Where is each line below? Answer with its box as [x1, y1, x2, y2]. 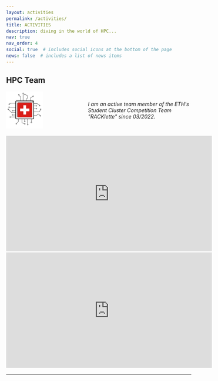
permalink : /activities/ [6, 15, 67, 22]
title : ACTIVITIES [6, 22, 51, 28]
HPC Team [6, 75, 46, 85]
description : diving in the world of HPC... [6, 28, 117, 34]
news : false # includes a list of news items [6, 53, 122, 59]
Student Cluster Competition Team [88, 107, 172, 114]
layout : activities [6, 9, 54, 15]
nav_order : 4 [6, 41, 38, 46]
